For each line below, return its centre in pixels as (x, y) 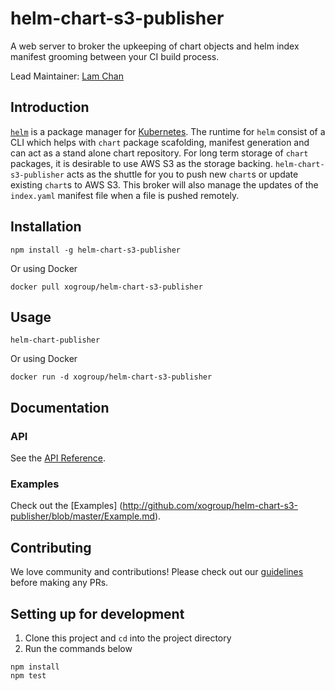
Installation (46, 227)
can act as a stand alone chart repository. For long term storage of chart (159, 153)
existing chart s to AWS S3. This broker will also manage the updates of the (164, 184)
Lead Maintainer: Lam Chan (67, 76)
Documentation (60, 407)
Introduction (50, 107)
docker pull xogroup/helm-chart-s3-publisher (106, 287)
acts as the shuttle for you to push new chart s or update (182, 174)
